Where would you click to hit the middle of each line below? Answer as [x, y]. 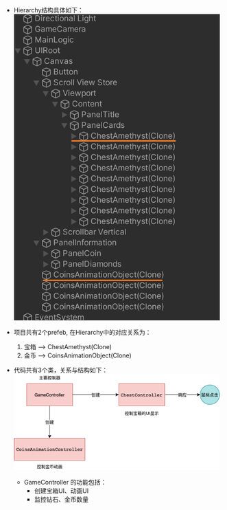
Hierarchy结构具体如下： [48, 10]
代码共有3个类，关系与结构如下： [61, 370]
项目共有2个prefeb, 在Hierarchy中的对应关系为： [82, 333]
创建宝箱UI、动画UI [61, 491]
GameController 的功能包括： [65, 483]
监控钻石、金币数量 [61, 500]
